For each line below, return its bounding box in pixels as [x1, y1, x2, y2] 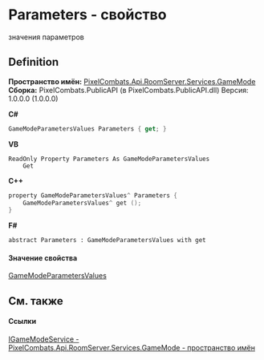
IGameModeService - [8, 334, 79, 344]
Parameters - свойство [8, 6, 167, 24]
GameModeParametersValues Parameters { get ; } [8, 124, 167, 133]
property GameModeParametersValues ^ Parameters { [8, 191, 178, 200]
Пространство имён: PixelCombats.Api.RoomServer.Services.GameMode [8, 76, 256, 86]
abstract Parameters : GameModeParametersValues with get [8, 237, 206, 245]
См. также [8, 294, 64, 308]
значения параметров [8, 32, 84, 42]
